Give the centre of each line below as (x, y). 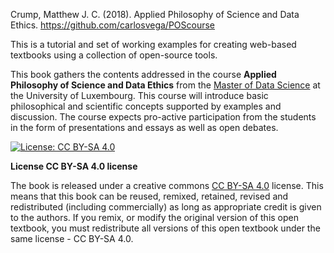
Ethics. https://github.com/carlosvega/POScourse (113, 25)
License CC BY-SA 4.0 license (74, 166)
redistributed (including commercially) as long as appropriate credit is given (166, 207)
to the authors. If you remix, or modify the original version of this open (155, 217)
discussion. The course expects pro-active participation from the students (163, 117)
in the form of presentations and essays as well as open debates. (144, 127)
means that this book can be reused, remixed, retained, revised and (149, 196)
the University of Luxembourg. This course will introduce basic (139, 95)
